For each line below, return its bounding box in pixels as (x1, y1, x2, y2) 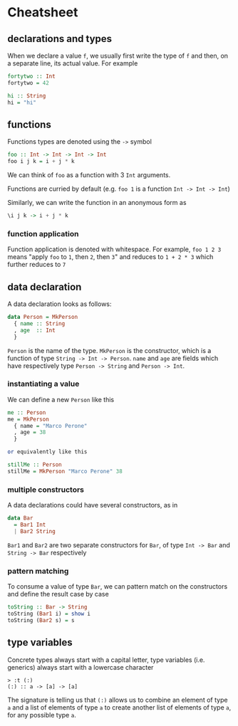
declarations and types (7, 33, 113, 45)
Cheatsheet (7, 4, 78, 21)
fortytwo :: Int (7, 73, 56, 80)
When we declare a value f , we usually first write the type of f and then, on (7, 51, 229, 60)
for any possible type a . (7, 710, 76, 719)
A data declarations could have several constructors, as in (7, 501, 178, 510)
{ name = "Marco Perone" (14, 422, 88, 429)
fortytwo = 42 (7, 79, 50, 86)
